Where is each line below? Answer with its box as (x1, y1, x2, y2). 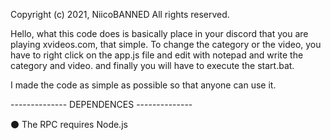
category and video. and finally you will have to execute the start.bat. (10, 60, 295, 71)
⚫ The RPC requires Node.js (10, 119, 128, 130)
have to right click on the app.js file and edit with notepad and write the (10, 49, 304, 61)
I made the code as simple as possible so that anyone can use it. (10, 79, 277, 91)
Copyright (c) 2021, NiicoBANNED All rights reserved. (10, 9, 230, 20)
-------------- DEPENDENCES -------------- (10, 99, 193, 110)
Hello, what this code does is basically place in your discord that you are (10, 28, 309, 39)
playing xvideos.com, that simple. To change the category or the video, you (10, 39, 322, 50)
